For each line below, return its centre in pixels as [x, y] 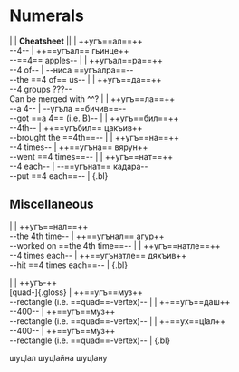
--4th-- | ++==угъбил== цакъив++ [76, 127]
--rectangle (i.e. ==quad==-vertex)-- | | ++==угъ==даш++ [120, 301]
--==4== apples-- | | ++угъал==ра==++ [86, 60]
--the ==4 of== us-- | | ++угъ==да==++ [86, 79]
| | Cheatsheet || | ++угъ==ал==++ [76, 41]
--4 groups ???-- [41, 89]
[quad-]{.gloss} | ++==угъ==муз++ [76, 292]
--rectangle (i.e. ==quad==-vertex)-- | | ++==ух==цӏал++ [118, 321]
